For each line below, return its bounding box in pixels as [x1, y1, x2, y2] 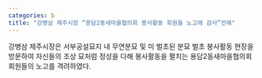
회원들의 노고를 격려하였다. [8, 61, 91, 71]
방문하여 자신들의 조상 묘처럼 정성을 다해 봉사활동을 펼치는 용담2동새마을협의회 [8, 51, 252, 61]
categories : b [8, 11, 56, 20]
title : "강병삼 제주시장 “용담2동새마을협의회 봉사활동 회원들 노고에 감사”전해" [8, 19, 236, 27]
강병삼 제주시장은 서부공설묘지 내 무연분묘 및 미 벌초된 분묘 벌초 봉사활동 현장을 [8, 41, 254, 51]
